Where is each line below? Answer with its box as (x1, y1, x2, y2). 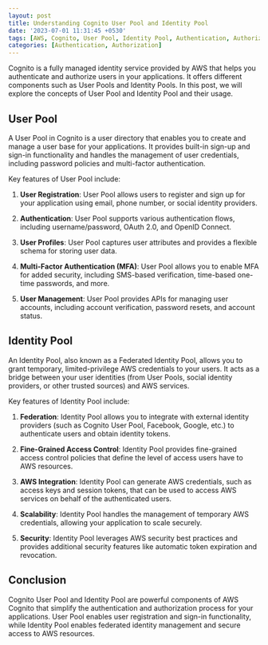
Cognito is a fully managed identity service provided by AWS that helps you (8, 63, 257, 73)
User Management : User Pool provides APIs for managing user (19, 293, 229, 304)
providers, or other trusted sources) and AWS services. (8, 380, 190, 390)
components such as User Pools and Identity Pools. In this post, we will (8, 81, 242, 90)
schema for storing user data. (19, 245, 117, 256)
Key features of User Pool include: (8, 173, 121, 184)
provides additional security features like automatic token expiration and (19, 541, 258, 551)
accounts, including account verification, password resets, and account (19, 302, 255, 312)
